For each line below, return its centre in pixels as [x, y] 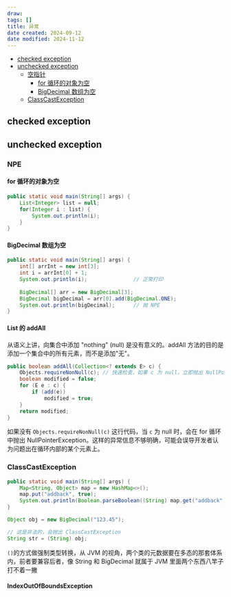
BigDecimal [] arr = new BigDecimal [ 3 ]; [77, 292]
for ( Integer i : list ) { [55, 209]
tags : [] [20, 20]
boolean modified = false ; [58, 379]
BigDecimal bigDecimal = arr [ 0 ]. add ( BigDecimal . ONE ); [98, 298]
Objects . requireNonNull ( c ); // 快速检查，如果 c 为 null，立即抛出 [111, 373]
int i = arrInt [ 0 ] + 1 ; [54, 273]
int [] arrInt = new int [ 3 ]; [59, 266]
